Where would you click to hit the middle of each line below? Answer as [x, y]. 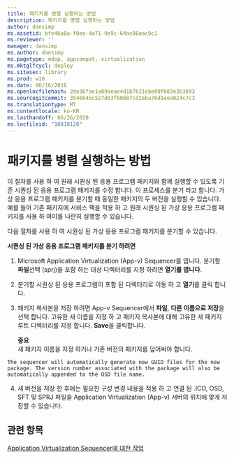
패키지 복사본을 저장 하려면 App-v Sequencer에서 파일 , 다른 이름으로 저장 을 [121, 308]
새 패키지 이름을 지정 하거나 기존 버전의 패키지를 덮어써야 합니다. [105, 349]
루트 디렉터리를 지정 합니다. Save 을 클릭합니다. [81, 326]
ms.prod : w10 [26, 79]
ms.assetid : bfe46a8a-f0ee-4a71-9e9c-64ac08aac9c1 [82, 33]
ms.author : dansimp [36, 53]
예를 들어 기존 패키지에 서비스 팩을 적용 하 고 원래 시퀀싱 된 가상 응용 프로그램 [112, 207]
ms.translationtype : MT [42, 105]
